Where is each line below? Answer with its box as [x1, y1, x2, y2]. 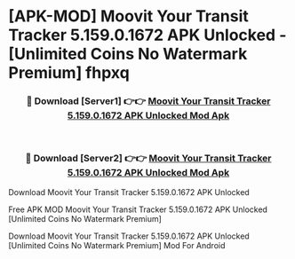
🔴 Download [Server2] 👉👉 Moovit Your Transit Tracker [25, 153, 272, 165]
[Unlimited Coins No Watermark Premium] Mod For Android [8, 239, 226, 250]
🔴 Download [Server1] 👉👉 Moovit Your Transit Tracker [26, 95, 271, 107]
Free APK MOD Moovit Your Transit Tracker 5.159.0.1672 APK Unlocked [8, 204, 268, 215]
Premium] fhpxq [8, 63, 130, 83]
